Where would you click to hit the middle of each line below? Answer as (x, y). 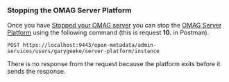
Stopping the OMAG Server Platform (69, 10)
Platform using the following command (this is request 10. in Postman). (108, 32)
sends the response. (36, 72)
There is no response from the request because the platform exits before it (114, 64)
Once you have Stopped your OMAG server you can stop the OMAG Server (114, 25)
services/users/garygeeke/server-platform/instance (83, 51)
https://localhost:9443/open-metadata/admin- (90, 45)
